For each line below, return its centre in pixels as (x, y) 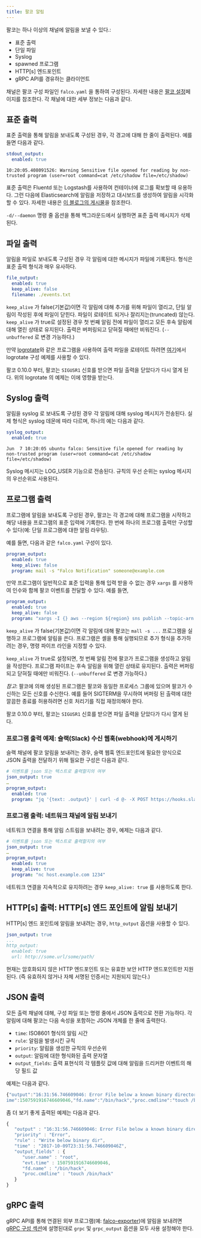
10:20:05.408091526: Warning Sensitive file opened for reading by (92, 171)
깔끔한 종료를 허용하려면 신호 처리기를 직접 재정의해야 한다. (75, 701)
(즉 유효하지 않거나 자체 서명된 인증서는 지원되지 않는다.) (85, 977)
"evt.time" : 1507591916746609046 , (66, 1163)
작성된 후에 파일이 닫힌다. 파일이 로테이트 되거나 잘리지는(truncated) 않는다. (106, 314)
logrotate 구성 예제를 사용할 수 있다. (48, 357)
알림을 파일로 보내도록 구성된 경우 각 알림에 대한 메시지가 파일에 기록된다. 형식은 (100, 259)
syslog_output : (25, 432)
